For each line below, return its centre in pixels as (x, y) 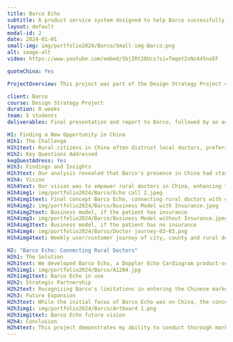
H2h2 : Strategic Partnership (49, 283)
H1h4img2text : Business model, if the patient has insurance (97, 212)
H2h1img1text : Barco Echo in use (55, 276)
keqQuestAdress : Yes (37, 160)
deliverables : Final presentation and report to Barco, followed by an (113, 122)
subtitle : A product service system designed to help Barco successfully (116, 20)
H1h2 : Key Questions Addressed (52, 154)
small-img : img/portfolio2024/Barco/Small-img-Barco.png (91, 46)
